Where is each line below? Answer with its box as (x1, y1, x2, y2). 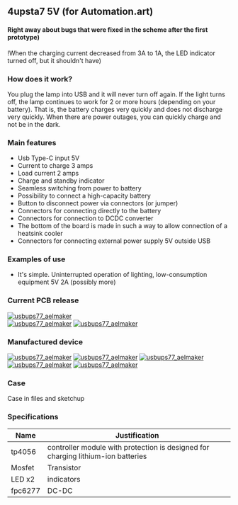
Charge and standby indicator (17, 176, 105, 185)
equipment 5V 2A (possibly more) (17, 278, 116, 286)
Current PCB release (7, 295, 79, 305)
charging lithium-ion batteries (47, 451, 147, 461)
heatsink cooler (17, 229, 63, 238)
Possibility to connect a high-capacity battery (17, 191, 151, 200)
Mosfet (11, 463, 35, 472)
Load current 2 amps (17, 169, 79, 178)
